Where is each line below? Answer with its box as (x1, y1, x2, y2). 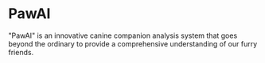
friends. (8, 47, 34, 57)
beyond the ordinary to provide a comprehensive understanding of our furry (8, 39, 258, 48)
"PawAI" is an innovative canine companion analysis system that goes (8, 31, 238, 40)
